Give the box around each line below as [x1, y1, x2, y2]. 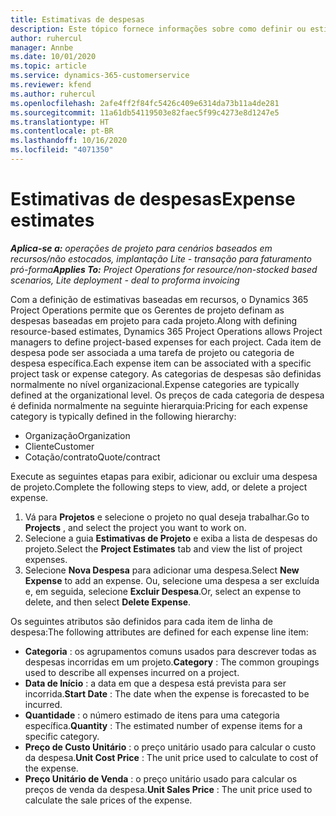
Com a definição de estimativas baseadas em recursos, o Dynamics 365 [10, 293, 309, 305]
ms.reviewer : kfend [10, 80, 92, 90]
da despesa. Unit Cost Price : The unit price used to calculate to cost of [24, 751, 319, 763]
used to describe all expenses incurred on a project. [24, 666, 240, 678]
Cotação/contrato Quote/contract [24, 451, 161, 463]
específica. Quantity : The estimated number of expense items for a [24, 719, 303, 731]
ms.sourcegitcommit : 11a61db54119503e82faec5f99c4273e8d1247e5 [10, 107, 280, 118]
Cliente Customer [24, 440, 95, 452]
